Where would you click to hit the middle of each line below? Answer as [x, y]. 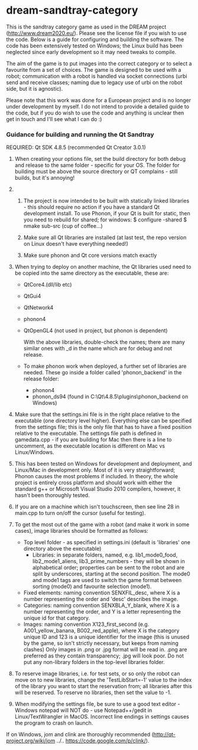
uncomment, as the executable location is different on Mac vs [90, 446]
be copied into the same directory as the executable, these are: [92, 273]
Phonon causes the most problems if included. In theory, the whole [96, 476]
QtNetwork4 [38, 308]
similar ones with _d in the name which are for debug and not [98, 348]
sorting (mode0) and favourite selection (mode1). [92, 587]
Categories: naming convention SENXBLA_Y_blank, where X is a [102, 605]
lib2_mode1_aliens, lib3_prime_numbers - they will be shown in [108, 561]
